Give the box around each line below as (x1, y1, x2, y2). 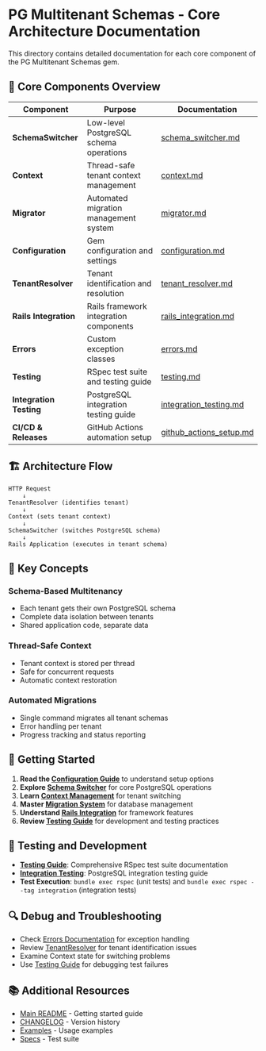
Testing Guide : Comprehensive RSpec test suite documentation (19, 860, 228, 870)
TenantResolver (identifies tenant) (8, 499, 129, 506)
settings (86, 255, 117, 266)
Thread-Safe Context (8, 641, 93, 652)
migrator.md (161, 207, 207, 218)
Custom (86, 333, 116, 345)
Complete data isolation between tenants (19, 612, 154, 622)
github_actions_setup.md (161, 426, 254, 437)
